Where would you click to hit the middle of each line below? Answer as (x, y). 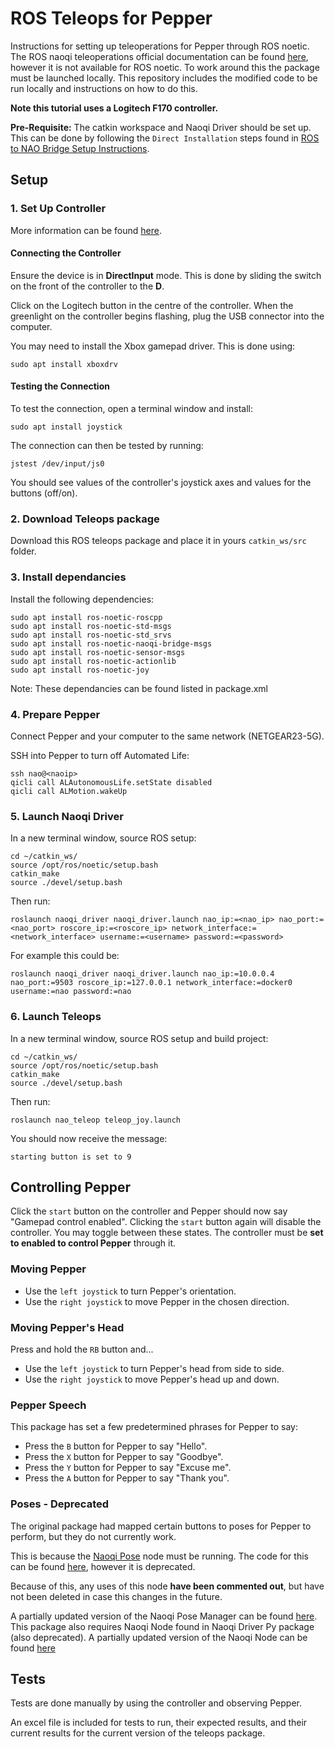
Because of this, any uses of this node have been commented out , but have (167, 1586)
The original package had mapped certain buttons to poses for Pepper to (161, 1526)
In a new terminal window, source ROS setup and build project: (139, 1038)
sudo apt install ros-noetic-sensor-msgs (98, 652)
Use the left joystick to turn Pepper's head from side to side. (154, 1368)
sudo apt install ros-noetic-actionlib (93, 661)
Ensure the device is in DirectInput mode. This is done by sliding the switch (166, 275)
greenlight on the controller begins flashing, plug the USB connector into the (167, 316)
